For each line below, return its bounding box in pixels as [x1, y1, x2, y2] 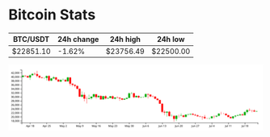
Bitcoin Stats [8, 6, 96, 24]
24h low [156, 35, 185, 44]
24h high [109, 35, 141, 44]
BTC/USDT [13, 35, 50, 44]
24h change [57, 35, 99, 44]
